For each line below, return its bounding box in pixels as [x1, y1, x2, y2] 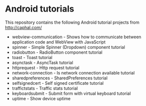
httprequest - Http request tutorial [12, 64, 80, 71]
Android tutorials [5, 3, 75, 15]
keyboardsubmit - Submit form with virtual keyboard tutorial [12, 91, 131, 96]
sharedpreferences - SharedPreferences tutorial [12, 75, 107, 81]
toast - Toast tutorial [12, 54, 53, 60]
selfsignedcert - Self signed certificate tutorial [12, 80, 104, 86]
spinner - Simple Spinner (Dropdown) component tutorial [12, 44, 125, 50]
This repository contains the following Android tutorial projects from [5, 19, 140, 25]
